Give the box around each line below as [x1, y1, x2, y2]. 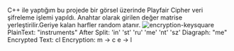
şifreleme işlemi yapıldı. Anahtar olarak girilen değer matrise [7, 13, 183, 22]
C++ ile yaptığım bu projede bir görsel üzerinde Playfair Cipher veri [7, 6, 204, 14]
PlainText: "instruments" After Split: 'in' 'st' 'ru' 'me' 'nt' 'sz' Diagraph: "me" [7, 28, 228, 36]
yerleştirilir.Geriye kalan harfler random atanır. [7, 21, 141, 29]
